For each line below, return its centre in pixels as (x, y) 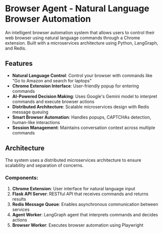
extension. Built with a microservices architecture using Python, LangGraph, (81, 43)
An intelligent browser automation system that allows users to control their (80, 32)
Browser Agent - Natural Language (77, 9)
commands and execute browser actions (53, 102)
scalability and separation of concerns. (45, 165)
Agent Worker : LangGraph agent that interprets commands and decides (85, 214)
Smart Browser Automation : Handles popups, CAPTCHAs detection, (81, 117)
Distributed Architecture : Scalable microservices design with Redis (81, 106)
